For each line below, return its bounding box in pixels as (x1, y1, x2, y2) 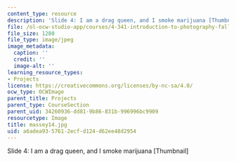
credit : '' (13, 56, 46, 63)
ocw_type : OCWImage (7, 88, 65, 95)
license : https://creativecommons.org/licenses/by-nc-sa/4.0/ (7, 82, 193, 89)
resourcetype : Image (7, 114, 68, 121)
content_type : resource (7, 10, 77, 18)
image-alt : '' (13, 62, 55, 69)
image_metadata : (7, 43, 55, 50)
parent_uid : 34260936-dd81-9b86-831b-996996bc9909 (7, 108, 159, 115)
